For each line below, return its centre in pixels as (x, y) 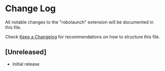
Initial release (26, 64)
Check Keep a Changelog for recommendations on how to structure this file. (83, 37)
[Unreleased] (26, 52)
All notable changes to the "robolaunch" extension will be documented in (80, 22)
